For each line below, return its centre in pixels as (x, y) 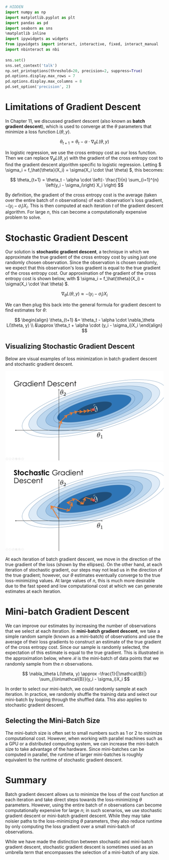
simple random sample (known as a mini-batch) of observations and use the (84, 636)
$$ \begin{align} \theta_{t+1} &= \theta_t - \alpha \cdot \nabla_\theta (84, 320)
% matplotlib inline (26, 34)
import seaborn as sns (29, 28)
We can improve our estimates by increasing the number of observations (81, 626)
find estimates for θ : (26, 310)
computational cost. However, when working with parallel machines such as (84, 738)
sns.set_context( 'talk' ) (31, 65)
